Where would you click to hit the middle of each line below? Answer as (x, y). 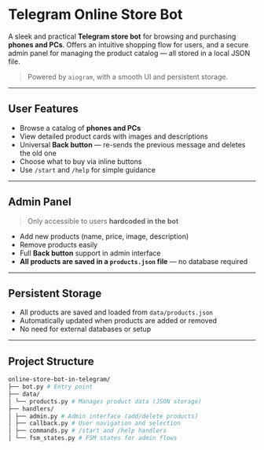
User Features (43, 109)
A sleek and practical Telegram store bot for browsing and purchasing (122, 36)
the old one (38, 153)
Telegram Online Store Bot (95, 15)
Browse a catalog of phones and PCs (80, 128)
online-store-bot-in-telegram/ (59, 380)
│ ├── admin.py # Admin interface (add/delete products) (103, 416)
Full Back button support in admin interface (90, 253)
